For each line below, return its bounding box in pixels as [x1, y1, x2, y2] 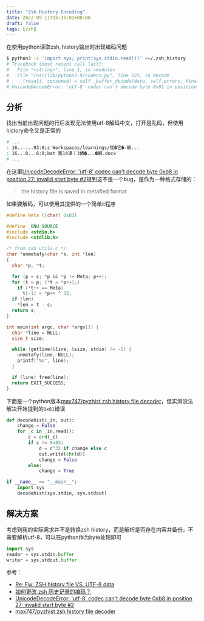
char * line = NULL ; [12, 330, 61, 336]
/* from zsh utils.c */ [6, 246, 67, 252]
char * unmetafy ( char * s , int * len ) [6, 251, 97, 257]
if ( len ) [12, 296, 34, 302]
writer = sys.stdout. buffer [6, 557, 78, 563]
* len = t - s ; [17, 302, 53, 308]
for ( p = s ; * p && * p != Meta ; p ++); [12, 273, 107, 280]
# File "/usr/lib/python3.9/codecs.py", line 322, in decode [6, 72, 170, 78]
